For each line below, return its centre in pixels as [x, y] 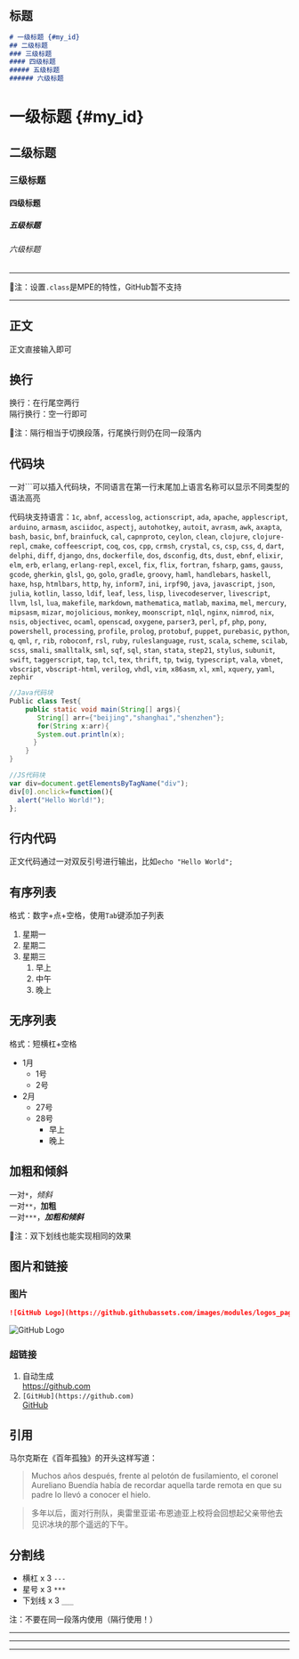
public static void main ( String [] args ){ [103, 709]
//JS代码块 [28, 776]
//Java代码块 [31, 693]
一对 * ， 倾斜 [31, 1194]
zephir [21, 678]
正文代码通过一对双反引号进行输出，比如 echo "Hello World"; [121, 861]
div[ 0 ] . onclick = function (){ [61, 792]
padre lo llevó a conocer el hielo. [91, 1495]
